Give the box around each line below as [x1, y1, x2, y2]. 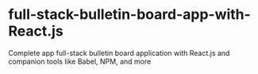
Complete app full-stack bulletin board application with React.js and [8, 48, 230, 57]
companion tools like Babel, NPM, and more [8, 57, 152, 66]
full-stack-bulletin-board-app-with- [8, 6, 252, 24]
